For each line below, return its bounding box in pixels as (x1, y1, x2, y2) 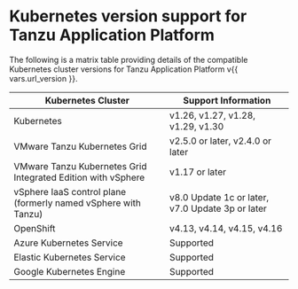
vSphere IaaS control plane (13, 185, 127, 198)
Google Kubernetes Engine (13, 265, 126, 277)
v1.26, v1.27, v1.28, (169, 109, 255, 121)
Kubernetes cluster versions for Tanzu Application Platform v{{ (9, 64, 239, 74)
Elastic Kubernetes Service (13, 251, 126, 263)
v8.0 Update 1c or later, (169, 191, 269, 203)
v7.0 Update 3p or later (169, 202, 268, 215)
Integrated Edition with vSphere (13, 171, 145, 184)
